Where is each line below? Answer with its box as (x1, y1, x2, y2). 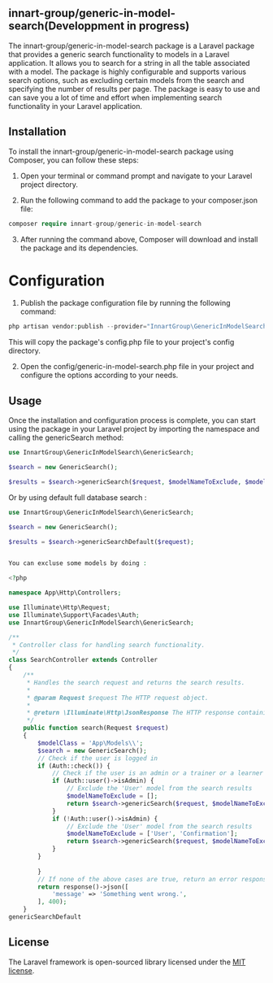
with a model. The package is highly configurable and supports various (8, 67, 246, 76)
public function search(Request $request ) (23, 724, 169, 733)
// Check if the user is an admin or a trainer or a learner (51, 769, 264, 777)
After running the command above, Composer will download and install (19, 234, 258, 244)
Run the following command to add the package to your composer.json (19, 195, 258, 205)
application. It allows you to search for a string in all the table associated (8, 58, 250, 67)
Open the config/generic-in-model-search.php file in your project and (19, 362, 254, 372)
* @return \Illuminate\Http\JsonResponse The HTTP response (26, 709, 234, 717)
